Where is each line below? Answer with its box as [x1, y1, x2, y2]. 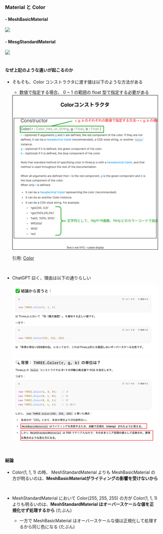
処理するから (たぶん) [29, 507, 72, 513]
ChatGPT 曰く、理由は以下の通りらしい [12, 275, 91, 281]
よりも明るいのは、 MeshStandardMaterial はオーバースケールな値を [12, 501, 150, 507]
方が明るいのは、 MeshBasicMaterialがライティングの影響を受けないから [12, 475, 158, 481]
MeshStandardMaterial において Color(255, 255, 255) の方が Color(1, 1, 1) [12, 495, 158, 501]
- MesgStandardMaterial [5, 38, 56, 44]
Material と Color [5, 3, 46, 10]
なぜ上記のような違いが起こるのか [5, 67, 73, 73]
